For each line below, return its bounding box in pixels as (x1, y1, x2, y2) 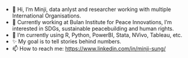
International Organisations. (12, 12, 82, 19)
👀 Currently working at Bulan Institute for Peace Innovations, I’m (12, 19, 172, 25)
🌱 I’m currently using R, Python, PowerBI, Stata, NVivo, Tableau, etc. (12, 31, 183, 39)
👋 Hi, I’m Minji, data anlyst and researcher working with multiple (12, 6, 172, 13)
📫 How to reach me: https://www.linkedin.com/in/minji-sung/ (12, 45, 166, 52)
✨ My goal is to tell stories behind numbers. (12, 38, 121, 45)
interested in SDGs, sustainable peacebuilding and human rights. (12, 25, 174, 32)
